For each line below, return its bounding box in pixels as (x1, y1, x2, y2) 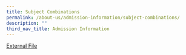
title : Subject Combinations (6, 8, 80, 15)
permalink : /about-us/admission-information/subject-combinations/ (6, 15, 181, 21)
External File (6, 42, 38, 50)
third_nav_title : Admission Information (6, 25, 110, 32)
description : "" (6, 20, 47, 26)
